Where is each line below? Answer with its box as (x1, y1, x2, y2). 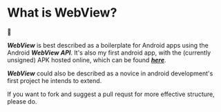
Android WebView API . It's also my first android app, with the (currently (7, 48, 211, 57)
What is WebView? (7, 5, 117, 21)
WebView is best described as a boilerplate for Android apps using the (7, 41, 209, 49)
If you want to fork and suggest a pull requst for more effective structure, (7, 90, 215, 98)
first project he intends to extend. (7, 76, 102, 84)
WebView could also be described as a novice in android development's (7, 69, 213, 77)
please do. (7, 97, 37, 105)
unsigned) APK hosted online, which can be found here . (7, 55, 167, 64)
